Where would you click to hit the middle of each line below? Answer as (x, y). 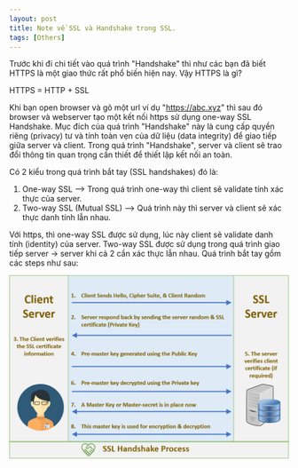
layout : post (33, 19)
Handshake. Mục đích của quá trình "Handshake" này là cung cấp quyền (142, 127)
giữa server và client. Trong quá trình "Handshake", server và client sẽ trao (145, 146)
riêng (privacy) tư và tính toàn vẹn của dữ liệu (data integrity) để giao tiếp (143, 136)
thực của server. (52, 199)
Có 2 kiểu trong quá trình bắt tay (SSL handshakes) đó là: (114, 172)
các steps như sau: (44, 263)
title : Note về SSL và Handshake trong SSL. (93, 28)
